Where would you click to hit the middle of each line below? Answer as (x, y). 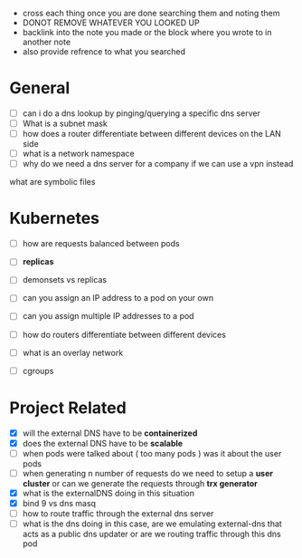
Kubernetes (55, 219)
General (40, 88)
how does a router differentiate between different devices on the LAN (152, 134)
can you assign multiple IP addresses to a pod (108, 316)
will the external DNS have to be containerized (110, 433)
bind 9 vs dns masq (59, 503)
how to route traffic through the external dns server (118, 514)
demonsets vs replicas (64, 280)
